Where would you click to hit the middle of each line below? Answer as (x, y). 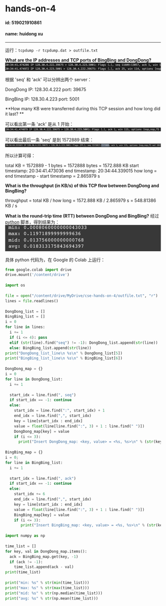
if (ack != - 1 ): (26, 562)
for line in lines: (25, 327)
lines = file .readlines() (32, 301)
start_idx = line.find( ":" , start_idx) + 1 (60, 411)
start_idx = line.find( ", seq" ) (43, 395)
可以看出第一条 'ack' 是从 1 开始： (40, 124)
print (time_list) (23, 572)
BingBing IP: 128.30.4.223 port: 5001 (42, 99)
